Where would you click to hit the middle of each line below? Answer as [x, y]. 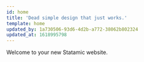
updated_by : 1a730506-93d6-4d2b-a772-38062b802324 [72, 29]
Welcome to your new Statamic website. [57, 52]
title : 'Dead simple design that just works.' [67, 18]
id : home [17, 12]
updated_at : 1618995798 [37, 35]
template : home [26, 23]
